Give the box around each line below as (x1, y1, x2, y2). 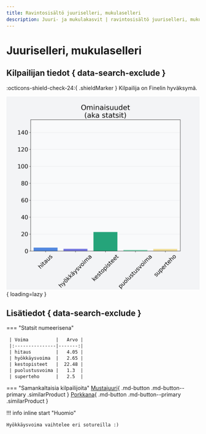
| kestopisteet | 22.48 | (9, 362, 84, 368)
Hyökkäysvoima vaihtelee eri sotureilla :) (6, 422, 120, 428)
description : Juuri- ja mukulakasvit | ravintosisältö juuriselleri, (6, 16, 188, 23)
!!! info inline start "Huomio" (6, 409, 77, 417)
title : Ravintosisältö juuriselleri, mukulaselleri (6, 10, 141, 16)
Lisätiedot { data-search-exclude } (6, 308, 142, 318)
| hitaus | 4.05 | (9, 349, 84, 356)
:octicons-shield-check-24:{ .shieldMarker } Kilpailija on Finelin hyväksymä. (6, 84, 197, 91)
